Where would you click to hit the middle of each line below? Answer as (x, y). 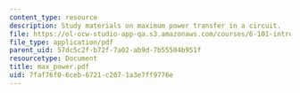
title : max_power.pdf (50, 67)
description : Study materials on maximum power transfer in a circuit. (145, 26)
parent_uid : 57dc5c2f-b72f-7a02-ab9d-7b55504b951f (105, 50)
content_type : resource (54, 17)
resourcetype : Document (54, 58)
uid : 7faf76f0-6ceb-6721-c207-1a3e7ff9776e (92, 75)
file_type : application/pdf (62, 42)
